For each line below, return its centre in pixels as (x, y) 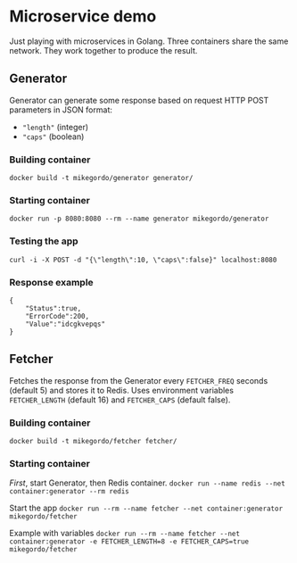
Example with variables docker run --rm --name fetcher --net (125, 534)
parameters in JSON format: (61, 110)
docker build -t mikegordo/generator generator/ (101, 178)
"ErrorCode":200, (58, 316)
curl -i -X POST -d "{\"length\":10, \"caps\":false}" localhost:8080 (143, 260)
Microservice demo (83, 17)
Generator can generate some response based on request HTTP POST (139, 100)
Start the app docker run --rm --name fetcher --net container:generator (146, 508)
